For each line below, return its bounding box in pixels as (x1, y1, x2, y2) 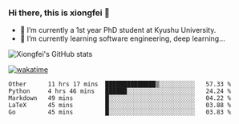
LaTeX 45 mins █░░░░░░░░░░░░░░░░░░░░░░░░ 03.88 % (8, 102, 231, 110)
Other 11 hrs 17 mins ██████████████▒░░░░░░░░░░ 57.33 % (8, 80, 231, 89)
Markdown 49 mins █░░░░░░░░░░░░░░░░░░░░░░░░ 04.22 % (8, 94, 231, 102)
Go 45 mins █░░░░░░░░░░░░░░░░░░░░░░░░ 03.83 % (8, 108, 231, 117)
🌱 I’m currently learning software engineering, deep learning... (19, 34, 226, 43)
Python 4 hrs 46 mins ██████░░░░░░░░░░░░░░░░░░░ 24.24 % (8, 87, 231, 95)
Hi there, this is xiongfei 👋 (8, 7, 110, 18)
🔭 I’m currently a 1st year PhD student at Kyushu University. (19, 26, 217, 35)
